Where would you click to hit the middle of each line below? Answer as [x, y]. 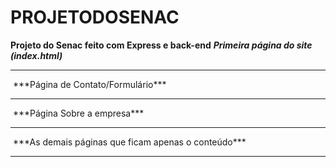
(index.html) [36, 55]
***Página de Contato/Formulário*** [89, 84]
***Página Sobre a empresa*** [78, 113]
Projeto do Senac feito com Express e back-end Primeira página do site [161, 45]
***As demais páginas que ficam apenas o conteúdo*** [129, 142]
